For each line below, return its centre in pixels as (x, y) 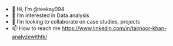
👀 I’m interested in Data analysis (50, 15)
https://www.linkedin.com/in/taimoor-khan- (114, 28)
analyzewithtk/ (29, 37)
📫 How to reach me (36, 28)
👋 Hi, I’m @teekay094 (38, 9)
